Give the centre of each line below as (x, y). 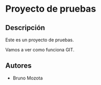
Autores (18, 66)
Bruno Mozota (28, 78)
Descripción (25, 28)
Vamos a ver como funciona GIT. (40, 50)
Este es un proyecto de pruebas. (40, 40)
